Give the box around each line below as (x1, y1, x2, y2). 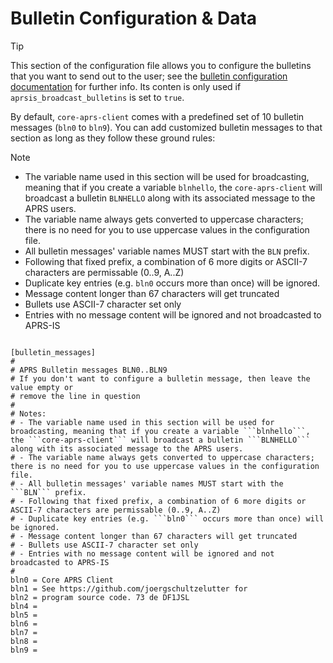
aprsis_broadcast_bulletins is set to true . (10, 91, 185, 103)
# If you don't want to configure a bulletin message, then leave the (10, 373, 311, 384)
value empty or (10, 382, 74, 392)
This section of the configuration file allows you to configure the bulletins (10, 59, 312, 71)
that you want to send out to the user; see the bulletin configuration (10, 70, 288, 82)
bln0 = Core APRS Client (10, 575, 114, 585)
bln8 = (10, 636, 38, 646)
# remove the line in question (10, 391, 141, 401)
